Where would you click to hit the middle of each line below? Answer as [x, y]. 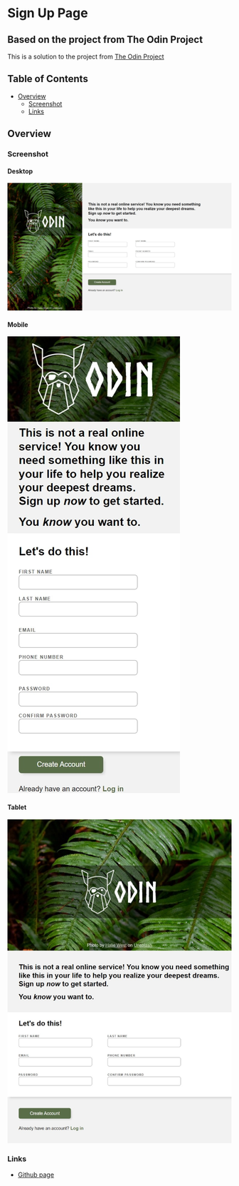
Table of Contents [48, 79]
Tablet [17, 807]
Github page [36, 1175]
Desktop [20, 171]
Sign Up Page [48, 13]
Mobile [18, 324]
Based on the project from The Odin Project [105, 40]
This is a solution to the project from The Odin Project [86, 56]
